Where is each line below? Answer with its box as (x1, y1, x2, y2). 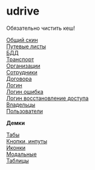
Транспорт (6, 55, 34, 63)
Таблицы (6, 157, 29, 164)
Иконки (6, 144, 26, 151)
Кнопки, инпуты (6, 137, 47, 144)
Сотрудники (6, 68, 38, 76)
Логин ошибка (6, 88, 44, 95)
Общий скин (6, 36, 38, 43)
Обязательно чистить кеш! (6, 24, 76, 32)
